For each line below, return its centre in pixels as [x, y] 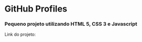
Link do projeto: [20, 34]
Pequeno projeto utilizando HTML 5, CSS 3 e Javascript [71, 24]
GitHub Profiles [36, 9]
